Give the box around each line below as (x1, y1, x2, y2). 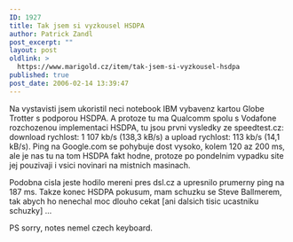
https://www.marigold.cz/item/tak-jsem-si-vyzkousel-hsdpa (17, 63, 241, 72)
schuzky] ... (9, 205, 52, 215)
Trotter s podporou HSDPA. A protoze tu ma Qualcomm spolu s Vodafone (9, 113, 277, 123)
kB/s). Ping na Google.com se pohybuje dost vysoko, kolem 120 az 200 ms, (9, 141, 286, 152)
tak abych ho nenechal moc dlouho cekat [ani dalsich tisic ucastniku (9, 196, 259, 207)
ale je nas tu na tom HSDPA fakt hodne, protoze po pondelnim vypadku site (9, 150, 284, 160)
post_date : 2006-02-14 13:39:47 (9, 79, 129, 88)
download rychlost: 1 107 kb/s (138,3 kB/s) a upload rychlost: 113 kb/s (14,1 (9, 131, 281, 142)
